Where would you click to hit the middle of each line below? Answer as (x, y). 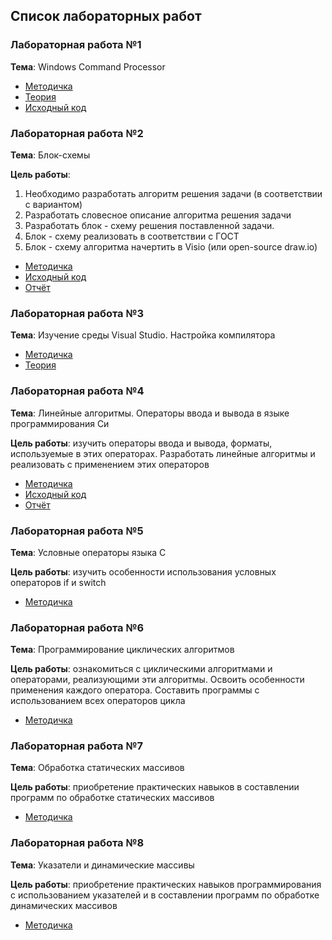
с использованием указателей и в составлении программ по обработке (165, 895)
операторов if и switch (58, 582)
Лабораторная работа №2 (77, 133)
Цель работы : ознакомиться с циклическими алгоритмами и (141, 669)
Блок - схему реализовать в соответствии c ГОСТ (132, 236)
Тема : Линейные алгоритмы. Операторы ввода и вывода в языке (150, 413)
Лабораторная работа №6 (77, 627)
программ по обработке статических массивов (112, 798)
